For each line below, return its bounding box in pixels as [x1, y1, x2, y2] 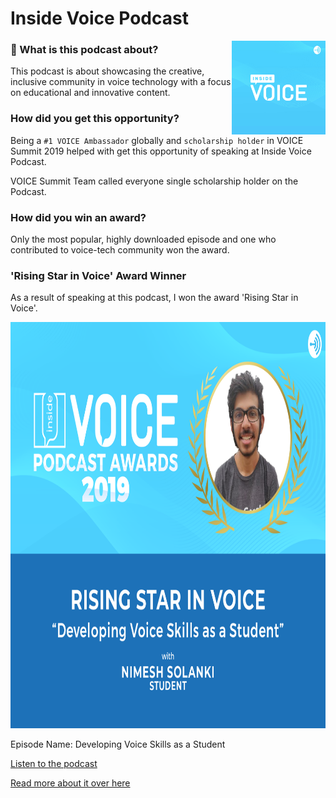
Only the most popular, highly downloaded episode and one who [10, 233, 277, 246]
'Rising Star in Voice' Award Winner [10, 269, 187, 282]
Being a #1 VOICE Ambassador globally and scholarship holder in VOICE [10, 134, 304, 146]
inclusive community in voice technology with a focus [10, 76, 232, 88]
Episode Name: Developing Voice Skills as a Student [10, 738, 226, 751]
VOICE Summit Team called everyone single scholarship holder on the [10, 175, 299, 187]
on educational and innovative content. [10, 87, 171, 99]
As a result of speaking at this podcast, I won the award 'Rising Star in [10, 292, 299, 304]
